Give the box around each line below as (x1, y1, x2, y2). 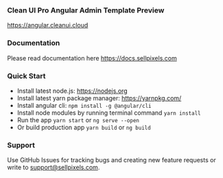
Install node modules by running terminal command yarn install (16, 109, 201, 117)
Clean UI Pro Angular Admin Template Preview (7, 5, 165, 15)
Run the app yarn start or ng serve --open (16, 115, 139, 124)
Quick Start (7, 71, 46, 80)
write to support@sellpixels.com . (7, 164, 100, 172)
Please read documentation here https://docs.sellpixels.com (7, 54, 177, 62)
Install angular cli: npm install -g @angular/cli (16, 101, 152, 109)
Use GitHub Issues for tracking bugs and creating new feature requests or (7, 156, 216, 164)
